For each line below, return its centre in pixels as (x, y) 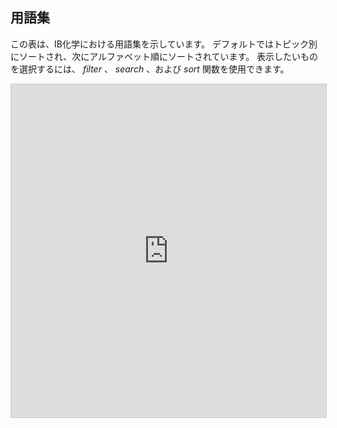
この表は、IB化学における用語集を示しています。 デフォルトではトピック (160, 44)
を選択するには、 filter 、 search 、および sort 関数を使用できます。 (150, 69)
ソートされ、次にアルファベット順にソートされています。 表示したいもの (168, 56)
